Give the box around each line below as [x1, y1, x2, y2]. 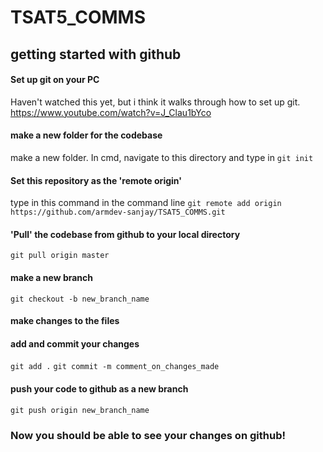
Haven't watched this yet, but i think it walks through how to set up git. [10, 96, 301, 108]
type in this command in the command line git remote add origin [10, 197, 282, 209]
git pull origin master [10, 251, 110, 261]
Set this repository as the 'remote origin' [10, 174, 182, 186]
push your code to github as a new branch [10, 382, 189, 395]
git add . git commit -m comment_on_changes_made [10, 362, 220, 372]
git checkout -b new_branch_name [10, 294, 150, 304]
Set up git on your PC [10, 74, 100, 86]
